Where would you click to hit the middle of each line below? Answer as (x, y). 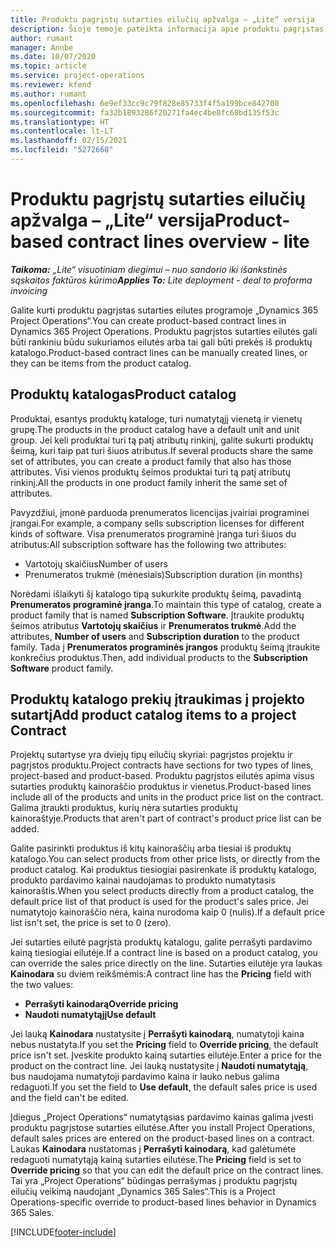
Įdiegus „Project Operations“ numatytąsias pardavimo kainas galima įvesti (162, 1117)
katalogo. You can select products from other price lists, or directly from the (165, 859)
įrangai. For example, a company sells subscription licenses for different (157, 523)
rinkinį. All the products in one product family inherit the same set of (149, 482)
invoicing (29, 290)
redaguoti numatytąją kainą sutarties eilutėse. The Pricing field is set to (156, 1160)
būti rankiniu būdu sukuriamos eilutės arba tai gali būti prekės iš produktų (161, 342)
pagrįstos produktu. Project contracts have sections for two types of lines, (162, 765)
